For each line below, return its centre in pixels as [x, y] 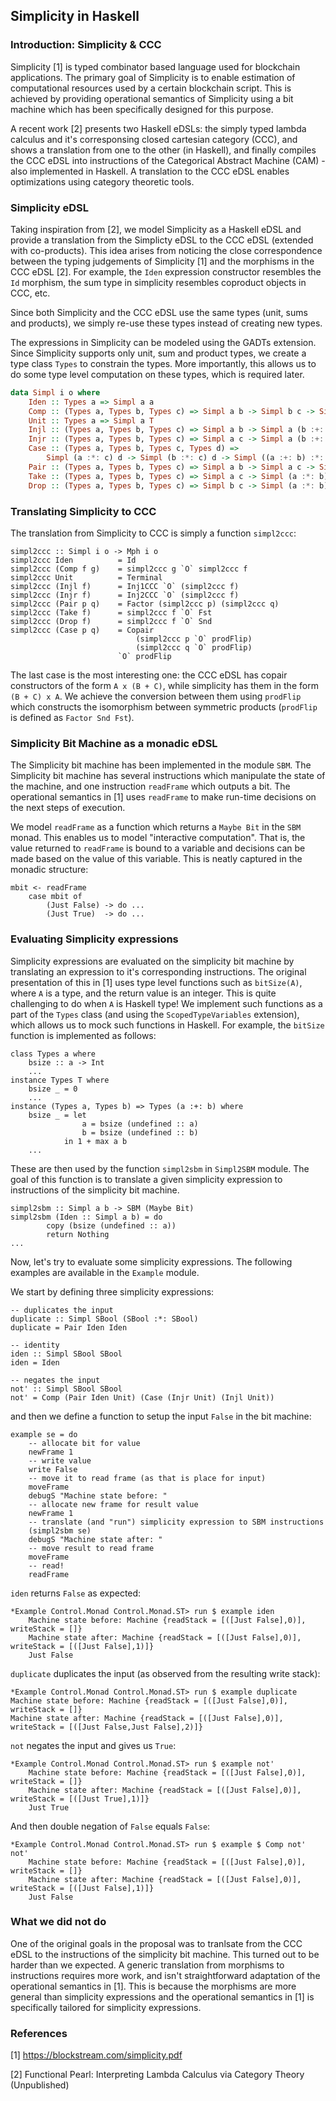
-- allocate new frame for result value [113, 1504]
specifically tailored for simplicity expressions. [106, 2007]
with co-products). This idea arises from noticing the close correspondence [166, 250]
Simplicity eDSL [49, 207]
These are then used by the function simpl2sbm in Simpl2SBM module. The [160, 1168]
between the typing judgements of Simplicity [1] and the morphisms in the [162, 261]
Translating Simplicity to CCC [83, 511]
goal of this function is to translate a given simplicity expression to [146, 1179]
